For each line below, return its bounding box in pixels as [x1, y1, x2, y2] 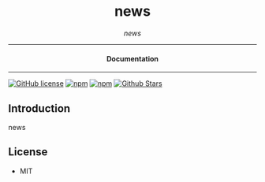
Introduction [8, 102, 71, 115]
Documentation [106, 54, 159, 63]
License [8, 145, 48, 159]
